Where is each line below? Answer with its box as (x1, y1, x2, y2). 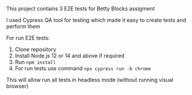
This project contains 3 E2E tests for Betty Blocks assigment (6, 5, 155, 12)
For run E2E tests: (6, 34, 50, 41)
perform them (6, 23, 41, 30)
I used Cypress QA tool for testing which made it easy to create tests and (6, 17, 187, 23)
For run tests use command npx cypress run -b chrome (14, 65, 151, 72)
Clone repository (14, 46, 57, 53)
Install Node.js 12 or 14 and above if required (14, 52, 124, 59)
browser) (6, 83, 29, 90)
